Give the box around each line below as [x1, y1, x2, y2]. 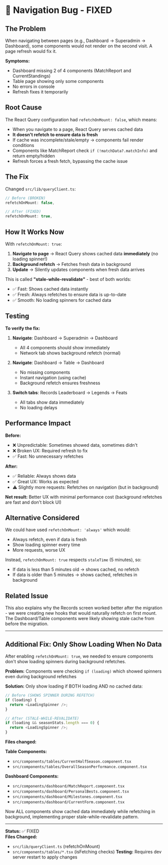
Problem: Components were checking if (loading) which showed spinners [5, 668, 162, 674]
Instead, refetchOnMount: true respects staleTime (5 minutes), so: [5, 557, 141, 563]
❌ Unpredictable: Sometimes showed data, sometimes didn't [12, 442, 138, 448]
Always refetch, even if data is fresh [12, 537, 86, 543]
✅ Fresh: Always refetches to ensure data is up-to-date [12, 291, 126, 297]
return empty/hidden [12, 152, 55, 159]
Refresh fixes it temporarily [12, 89, 68, 94]
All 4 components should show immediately [19, 344, 110, 350]
